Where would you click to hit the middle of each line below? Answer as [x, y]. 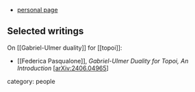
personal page [37, 10]
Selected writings [45, 31]
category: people [31, 81]
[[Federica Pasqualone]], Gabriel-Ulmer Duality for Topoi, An [103, 61]
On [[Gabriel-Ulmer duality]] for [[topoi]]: [65, 48]
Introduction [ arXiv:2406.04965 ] [63, 68]
